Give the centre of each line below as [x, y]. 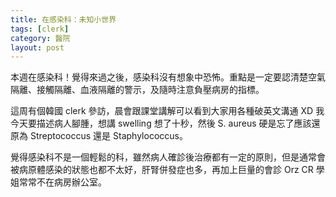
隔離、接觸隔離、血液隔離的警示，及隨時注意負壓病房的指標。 [137, 90]
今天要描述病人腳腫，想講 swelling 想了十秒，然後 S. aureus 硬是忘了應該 [161, 123]
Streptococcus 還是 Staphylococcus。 [108, 136]
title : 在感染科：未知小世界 [63, 19]
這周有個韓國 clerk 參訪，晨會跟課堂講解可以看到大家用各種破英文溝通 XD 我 [167, 111]
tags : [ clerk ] [40, 29]
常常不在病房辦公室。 [62, 182]
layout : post [37, 47]
